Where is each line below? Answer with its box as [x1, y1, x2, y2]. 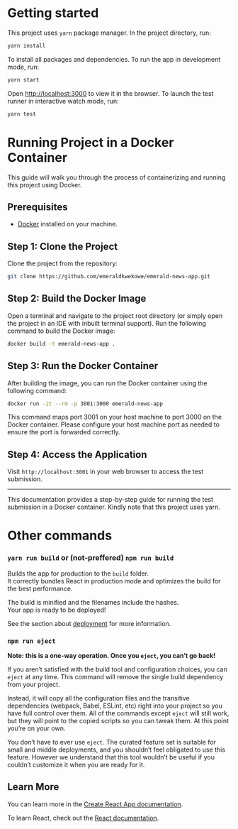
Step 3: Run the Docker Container [7, 360, 159, 372]
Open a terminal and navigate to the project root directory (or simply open [7, 311, 223, 320]
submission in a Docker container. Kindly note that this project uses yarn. [7, 503, 221, 512]
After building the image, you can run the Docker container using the [7, 378, 208, 388]
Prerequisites [7, 201, 68, 213]
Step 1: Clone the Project [7, 240, 118, 253]
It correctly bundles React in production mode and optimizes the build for [7, 576, 221, 585]
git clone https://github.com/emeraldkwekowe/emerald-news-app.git [7, 273, 211, 280]
